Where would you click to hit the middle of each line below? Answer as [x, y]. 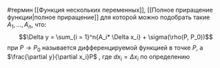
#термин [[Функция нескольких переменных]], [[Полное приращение [110, 10]
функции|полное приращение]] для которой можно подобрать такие [109, 17]
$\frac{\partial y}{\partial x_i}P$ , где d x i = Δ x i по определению [99, 57]
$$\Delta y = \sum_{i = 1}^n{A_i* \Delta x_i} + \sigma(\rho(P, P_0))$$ [116, 36]
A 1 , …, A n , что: [27, 25]
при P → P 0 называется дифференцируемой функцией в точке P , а [105, 48]
